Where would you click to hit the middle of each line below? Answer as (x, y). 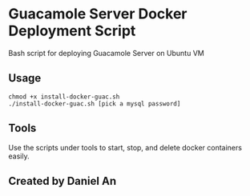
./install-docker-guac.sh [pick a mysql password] (95, 104)
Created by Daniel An (62, 181)
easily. (19, 156)
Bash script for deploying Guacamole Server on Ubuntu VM (106, 53)
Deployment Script (72, 31)
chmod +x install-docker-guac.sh (64, 97)
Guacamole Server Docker (98, 14)
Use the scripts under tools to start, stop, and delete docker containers (125, 147)
